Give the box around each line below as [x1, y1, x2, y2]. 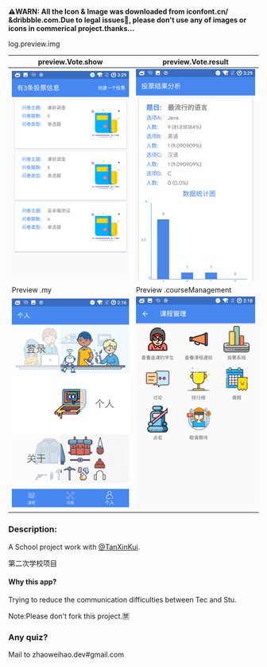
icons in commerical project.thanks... [8, 24, 135, 33]
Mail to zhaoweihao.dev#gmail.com [8, 649, 125, 660]
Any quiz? [8, 631, 48, 642]
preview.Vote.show [37, 57, 103, 66]
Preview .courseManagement [135, 284, 232, 294]
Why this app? [8, 577, 57, 587]
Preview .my [11, 284, 52, 294]
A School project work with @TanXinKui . [8, 542, 141, 551]
